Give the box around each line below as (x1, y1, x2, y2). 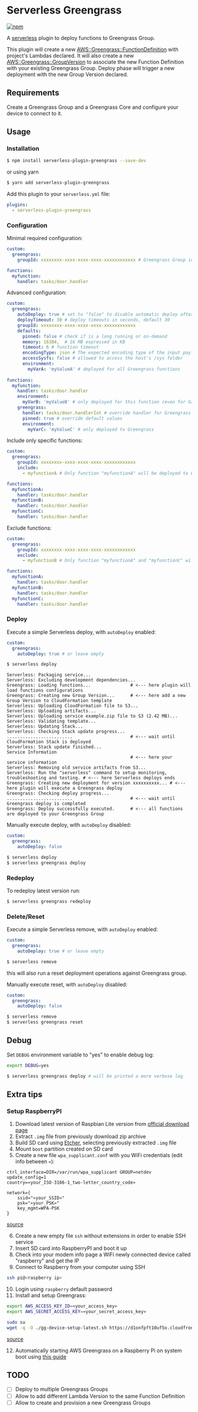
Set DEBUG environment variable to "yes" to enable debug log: (6, 1051, 155, 1058)
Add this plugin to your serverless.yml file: (6, 191, 110, 198)
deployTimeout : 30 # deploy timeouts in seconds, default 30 (17, 317, 170, 323)
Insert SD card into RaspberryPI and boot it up (15, 1245, 127, 1252)
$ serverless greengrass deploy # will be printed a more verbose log (6, 1073, 183, 1079)
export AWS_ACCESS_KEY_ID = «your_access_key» (6, 1303, 118, 1310)
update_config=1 (6, 1175, 46, 1181)
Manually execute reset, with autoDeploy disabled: (6, 981, 128, 988)
